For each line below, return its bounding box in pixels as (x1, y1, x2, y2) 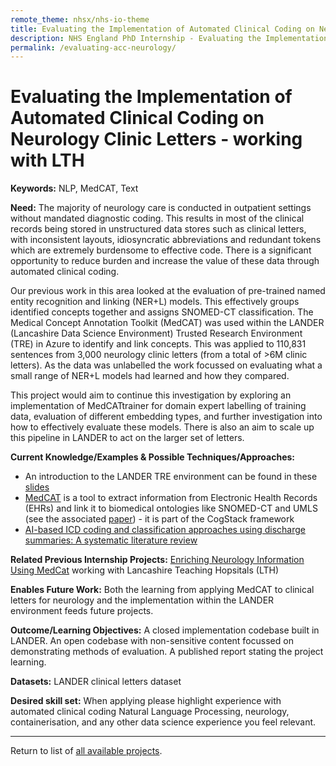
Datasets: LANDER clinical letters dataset (10, 676, 182, 688)
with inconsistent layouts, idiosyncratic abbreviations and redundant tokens (10, 234, 322, 246)
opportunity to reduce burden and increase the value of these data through (10, 255, 320, 267)
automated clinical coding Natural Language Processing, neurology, (10, 706, 290, 718)
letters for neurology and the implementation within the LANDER (10, 594, 275, 606)
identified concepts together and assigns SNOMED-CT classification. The (10, 306, 314, 318)
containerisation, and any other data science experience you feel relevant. (10, 716, 317, 728)
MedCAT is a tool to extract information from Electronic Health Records (24, 492, 318, 504)
